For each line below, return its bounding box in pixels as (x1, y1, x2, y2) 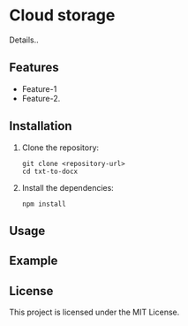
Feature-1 (21, 83, 57, 94)
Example (9, 254, 58, 269)
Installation (9, 118, 72, 133)
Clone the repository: (21, 142, 100, 153)
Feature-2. (21, 93, 61, 103)
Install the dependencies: (21, 182, 115, 193)
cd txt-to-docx (21, 167, 79, 176)
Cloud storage (9, 5, 116, 26)
